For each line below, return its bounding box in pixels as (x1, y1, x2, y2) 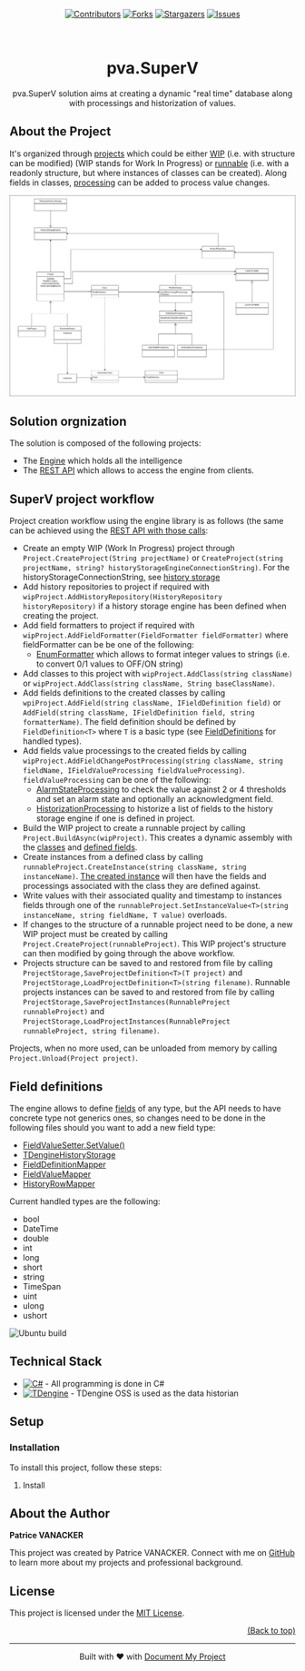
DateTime (22, 1223, 59, 1234)
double (22, 1233, 50, 1244)
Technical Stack (9, 1354, 103, 1369)
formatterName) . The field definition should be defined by (22, 717, 236, 727)
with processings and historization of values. (68, 97, 237, 108)
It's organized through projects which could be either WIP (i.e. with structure (9, 148, 296, 159)
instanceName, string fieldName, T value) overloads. (22, 909, 228, 921)
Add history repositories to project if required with (22, 581, 211, 592)
